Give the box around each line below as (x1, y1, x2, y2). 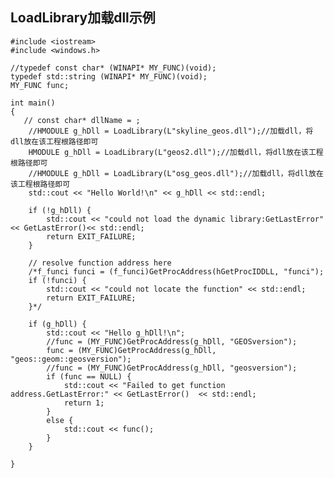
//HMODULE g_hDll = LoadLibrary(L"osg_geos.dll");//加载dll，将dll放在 (28, 168, 324, 178)
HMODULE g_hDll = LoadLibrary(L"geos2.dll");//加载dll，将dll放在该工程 (28, 147, 324, 157)
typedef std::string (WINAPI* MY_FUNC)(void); (10, 71, 208, 82)
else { (46, 415, 74, 425)
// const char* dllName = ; (23, 115, 141, 125)
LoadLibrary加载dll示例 (10, 9, 156, 27)
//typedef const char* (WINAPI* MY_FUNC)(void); (10, 63, 217, 73)
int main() (10, 98, 56, 108)
